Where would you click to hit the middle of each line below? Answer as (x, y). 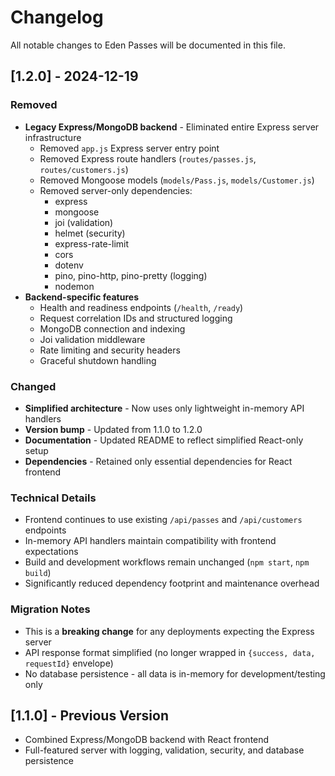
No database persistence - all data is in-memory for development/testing (175, 673)
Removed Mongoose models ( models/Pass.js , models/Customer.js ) (177, 180)
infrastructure (53, 137)
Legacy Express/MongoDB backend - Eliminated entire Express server (172, 127)
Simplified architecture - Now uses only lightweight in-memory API (164, 408)
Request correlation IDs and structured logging (136, 318)
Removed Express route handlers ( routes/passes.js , (148, 158)
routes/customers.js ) (84, 169)
